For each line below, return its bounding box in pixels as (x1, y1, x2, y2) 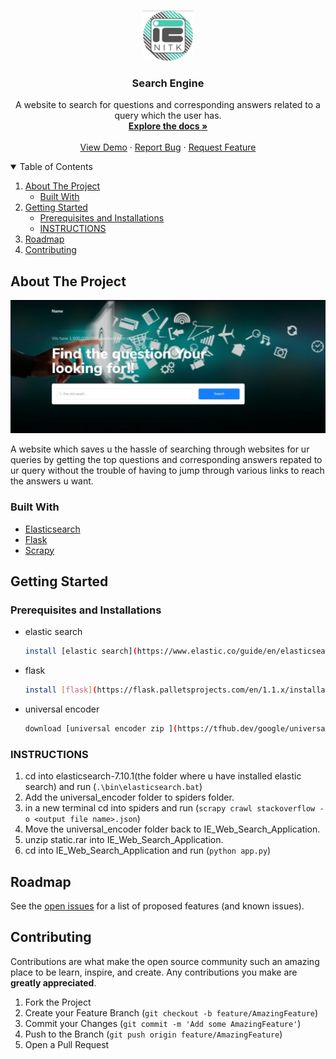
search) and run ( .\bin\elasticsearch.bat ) (24, 781, 203, 793)
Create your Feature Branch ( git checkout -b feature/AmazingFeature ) (24, 1006, 319, 1019)
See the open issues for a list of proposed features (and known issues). (10, 900, 305, 912)
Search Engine (131, 76, 205, 90)
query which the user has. (114, 110, 222, 122)
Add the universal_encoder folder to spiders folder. (24, 791, 235, 804)
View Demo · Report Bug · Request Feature (79, 141, 257, 154)
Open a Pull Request (24, 1038, 110, 1050)
